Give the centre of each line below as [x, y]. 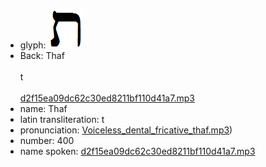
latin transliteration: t [62, 119]
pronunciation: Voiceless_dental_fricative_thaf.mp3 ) [126, 130]
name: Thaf [43, 108]
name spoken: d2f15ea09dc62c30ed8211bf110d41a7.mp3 [137, 151]
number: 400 [47, 140]
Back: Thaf [42, 55]
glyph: [33, 45]
